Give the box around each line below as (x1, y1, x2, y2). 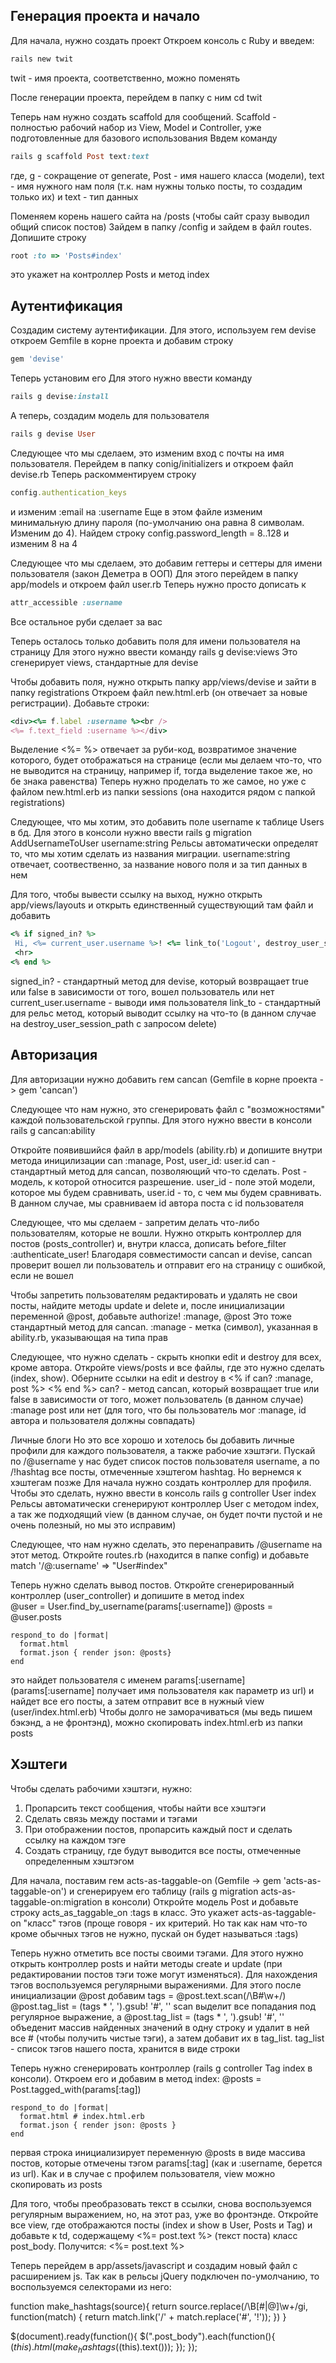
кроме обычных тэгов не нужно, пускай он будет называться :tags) (10, 1927, 299, 1939)
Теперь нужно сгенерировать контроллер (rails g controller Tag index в (10, 2062, 313, 2074)
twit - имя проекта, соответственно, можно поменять (10, 72, 241, 84)
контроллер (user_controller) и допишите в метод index (10, 1589, 245, 1601)
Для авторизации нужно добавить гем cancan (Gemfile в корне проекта (10, 1073, 318, 1085)
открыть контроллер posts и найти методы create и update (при (10, 1957, 283, 1969)
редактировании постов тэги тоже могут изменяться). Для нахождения (10, 1968, 318, 1980)
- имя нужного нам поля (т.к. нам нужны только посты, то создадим (10, 180, 303, 192)
